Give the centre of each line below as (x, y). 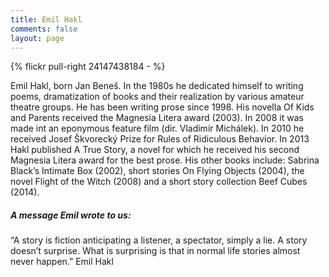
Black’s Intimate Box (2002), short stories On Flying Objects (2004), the (157, 171)
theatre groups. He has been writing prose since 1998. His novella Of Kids (162, 107)
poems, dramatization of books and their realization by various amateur (157, 97)
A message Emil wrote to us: (71, 215)
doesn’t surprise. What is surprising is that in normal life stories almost (155, 251)
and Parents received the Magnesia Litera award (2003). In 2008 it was (157, 118)
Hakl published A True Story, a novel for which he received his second (155, 150)
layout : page (37, 38)
